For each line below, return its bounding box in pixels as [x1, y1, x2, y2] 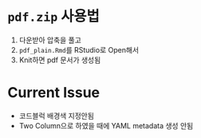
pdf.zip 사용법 [7, 7, 100, 26]
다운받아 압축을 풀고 [18, 35, 81, 45]
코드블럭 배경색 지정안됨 [18, 111, 95, 120]
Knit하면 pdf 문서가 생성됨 [18, 55, 101, 65]
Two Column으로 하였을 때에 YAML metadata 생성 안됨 [18, 120, 194, 130]
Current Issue [7, 84, 100, 102]
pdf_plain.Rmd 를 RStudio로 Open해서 [18, 45, 140, 54]
